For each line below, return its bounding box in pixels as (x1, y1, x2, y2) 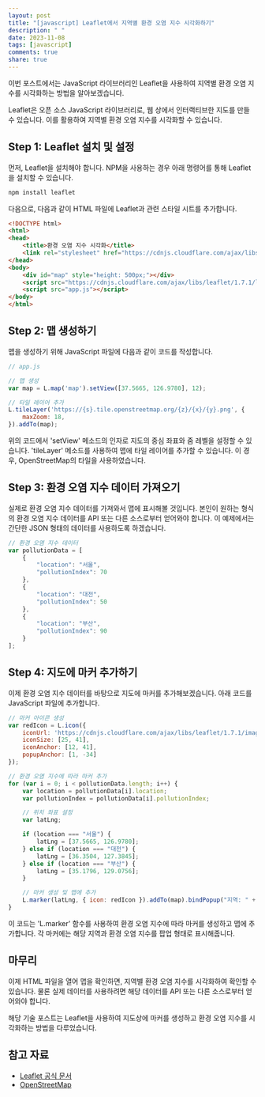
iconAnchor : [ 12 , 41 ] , (22, 743, 97, 751)
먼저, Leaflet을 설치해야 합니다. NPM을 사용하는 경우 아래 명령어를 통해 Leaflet (8, 163, 252, 172)
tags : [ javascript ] (8, 41, 73, 49)
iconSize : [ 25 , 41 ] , (22, 736, 90, 744)
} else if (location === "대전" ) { (22, 845, 136, 853)
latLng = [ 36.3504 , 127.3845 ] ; (36, 852, 140, 861)
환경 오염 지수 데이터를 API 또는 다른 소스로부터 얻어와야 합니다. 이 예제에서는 (16, 513, 255, 523)
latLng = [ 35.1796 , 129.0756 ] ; (36, 867, 140, 875)
